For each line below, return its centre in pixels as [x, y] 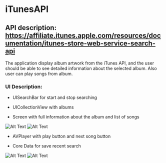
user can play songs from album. [39, 74]
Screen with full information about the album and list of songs [76, 117]
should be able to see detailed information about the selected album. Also [81, 68]
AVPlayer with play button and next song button [61, 136]
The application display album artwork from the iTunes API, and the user [79, 63]
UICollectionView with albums [43, 107]
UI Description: [24, 86]
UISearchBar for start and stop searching [55, 97]
